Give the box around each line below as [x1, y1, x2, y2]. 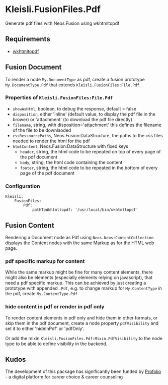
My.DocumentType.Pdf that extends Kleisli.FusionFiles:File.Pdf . [5, 82, 141, 88]
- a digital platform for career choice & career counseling [5, 374, 123, 380]
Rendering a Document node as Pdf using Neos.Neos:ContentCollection [5, 234, 154, 240]
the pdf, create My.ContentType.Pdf [5, 291, 78, 297]
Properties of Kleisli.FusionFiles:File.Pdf [5, 94, 113, 101]
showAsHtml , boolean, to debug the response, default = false [12, 105, 137, 112]
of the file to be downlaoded [12, 127, 71, 133]
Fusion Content [5, 221, 54, 230]
